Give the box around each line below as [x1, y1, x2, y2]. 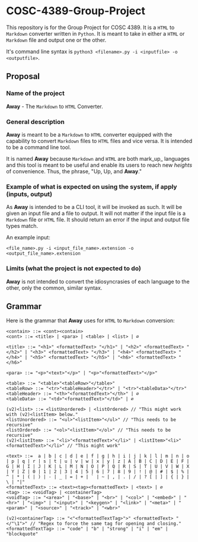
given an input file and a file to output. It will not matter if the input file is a [6, 210, 186, 217]
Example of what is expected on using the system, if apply [6, 182, 177, 191]
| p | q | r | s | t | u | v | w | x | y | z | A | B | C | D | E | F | [6, 458, 190, 464]
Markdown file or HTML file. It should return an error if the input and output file [6, 216, 190, 223]
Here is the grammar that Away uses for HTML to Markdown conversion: [6, 317, 175, 324]
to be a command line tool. [6, 144, 71, 151]
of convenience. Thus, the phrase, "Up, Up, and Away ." [6, 167, 142, 175]
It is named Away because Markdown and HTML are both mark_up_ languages [6, 155, 190, 162]
